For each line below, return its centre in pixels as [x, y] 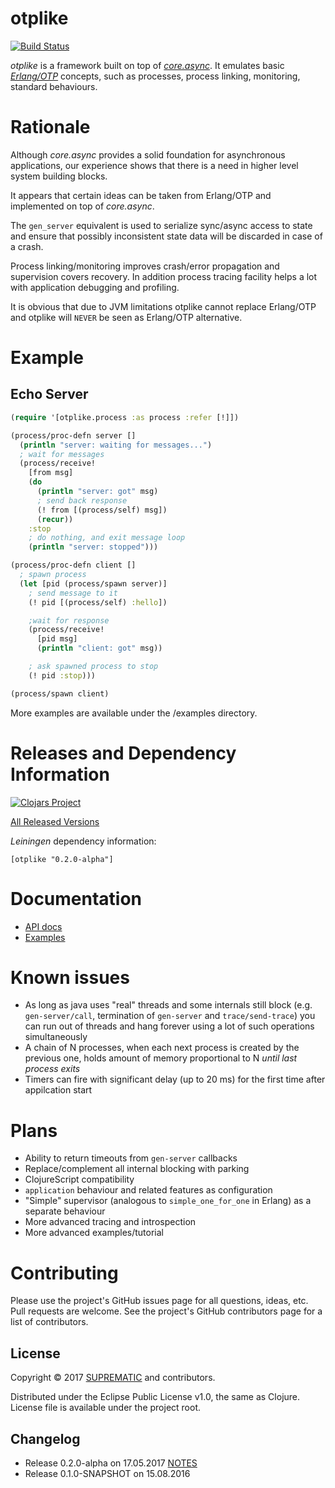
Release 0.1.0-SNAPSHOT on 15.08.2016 [107, 1473]
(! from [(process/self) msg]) [102, 510]
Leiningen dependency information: [83, 841]
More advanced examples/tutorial [94, 1233]
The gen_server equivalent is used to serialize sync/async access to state [161, 225]
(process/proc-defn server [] [73, 435]
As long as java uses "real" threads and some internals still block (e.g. [168, 1005]
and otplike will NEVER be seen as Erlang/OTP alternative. [126, 317]
